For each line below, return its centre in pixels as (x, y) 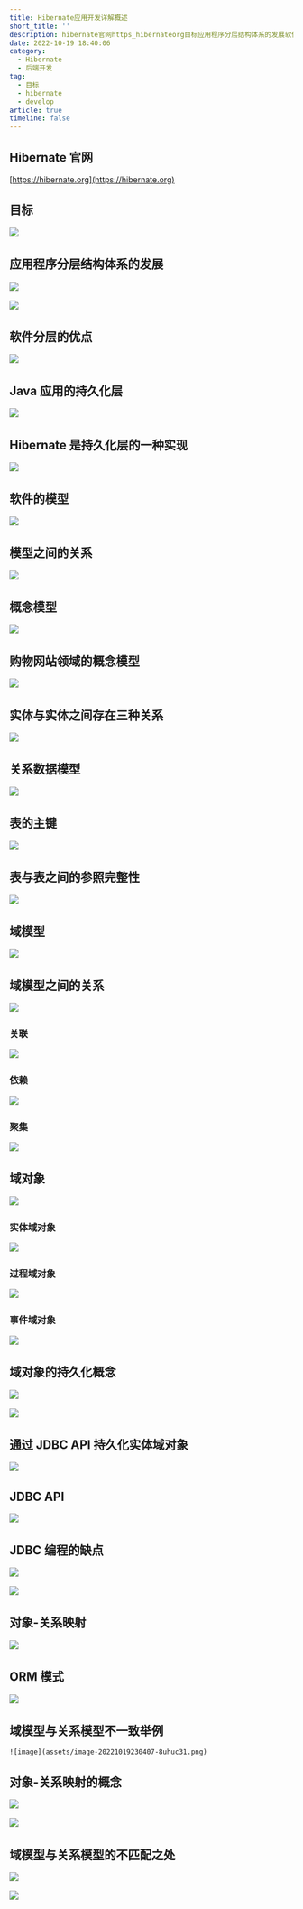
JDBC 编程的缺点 (56, 1550)
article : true (36, 110)
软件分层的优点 (51, 336)
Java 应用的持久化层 (66, 390)
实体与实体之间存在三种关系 (87, 715)
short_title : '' (40, 26)
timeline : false (40, 118)
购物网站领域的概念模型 (74, 661)
